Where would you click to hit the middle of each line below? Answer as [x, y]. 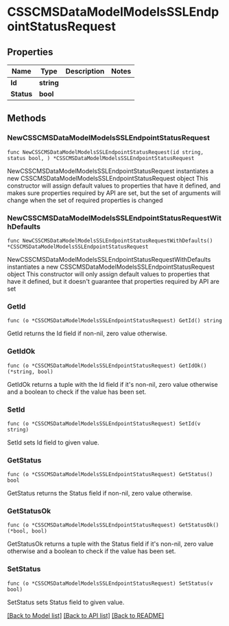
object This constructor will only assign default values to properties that [109, 274]
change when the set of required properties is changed [85, 200]
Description [85, 71]
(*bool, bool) [27, 531]
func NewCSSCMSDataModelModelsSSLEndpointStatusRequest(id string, [106, 152]
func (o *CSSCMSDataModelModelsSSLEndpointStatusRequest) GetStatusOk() [113, 525]
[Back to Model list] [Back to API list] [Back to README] [86, 615]
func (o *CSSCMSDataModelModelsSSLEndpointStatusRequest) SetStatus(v [110, 583]
